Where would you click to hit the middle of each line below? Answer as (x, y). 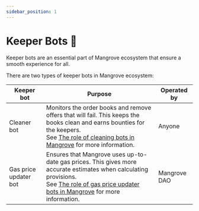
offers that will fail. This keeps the (93, 115)
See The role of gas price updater (93, 184)
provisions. (62, 177)
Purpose (99, 94)
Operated (174, 90)
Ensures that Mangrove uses (86, 154)
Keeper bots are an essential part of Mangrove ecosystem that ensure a (94, 58)
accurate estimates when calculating (97, 169)
